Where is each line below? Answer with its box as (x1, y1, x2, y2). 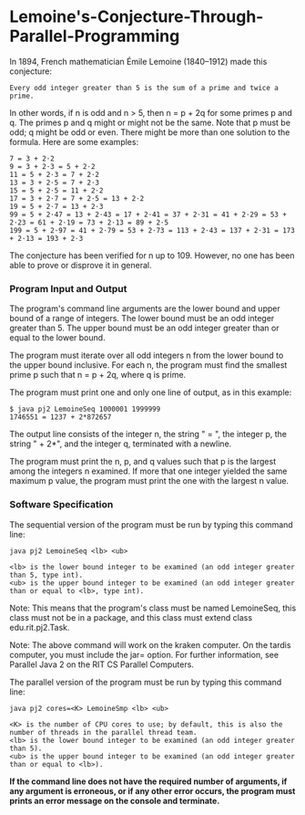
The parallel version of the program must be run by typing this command (9, 676, 282, 687)
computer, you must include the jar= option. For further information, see (9, 649, 280, 660)
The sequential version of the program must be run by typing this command (9, 518, 293, 530)
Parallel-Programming (9, 26, 180, 47)
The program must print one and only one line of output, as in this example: (9, 387, 292, 398)
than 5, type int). (9, 570, 84, 580)
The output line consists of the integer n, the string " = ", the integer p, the (9, 429, 287, 440)
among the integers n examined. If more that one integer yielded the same (9, 465, 288, 476)
